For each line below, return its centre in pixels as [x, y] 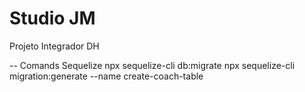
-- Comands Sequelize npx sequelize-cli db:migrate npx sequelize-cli [152, 65]
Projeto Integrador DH [54, 46]
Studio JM [52, 18]
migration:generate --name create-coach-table [106, 76]
